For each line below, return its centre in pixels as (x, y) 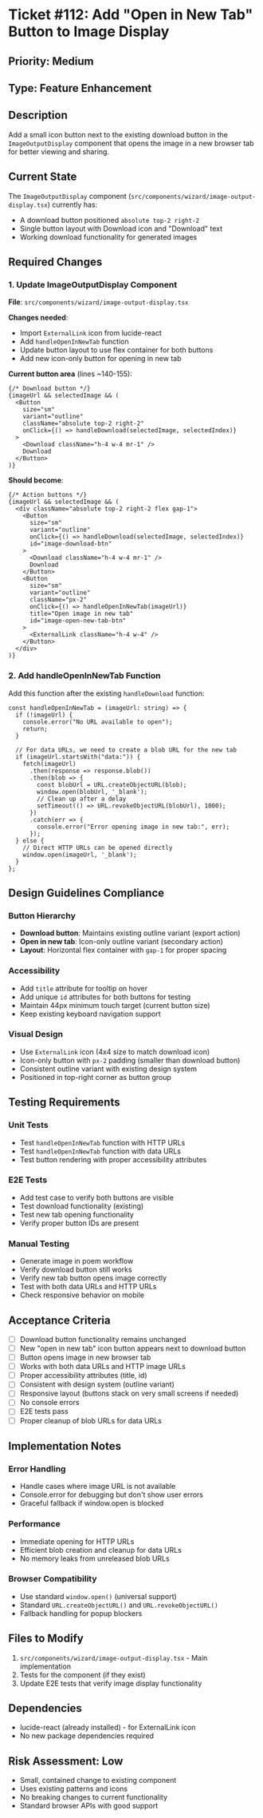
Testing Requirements (64, 1103)
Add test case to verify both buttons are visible (96, 1197)
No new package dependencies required (86, 1736)
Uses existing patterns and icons (74, 1789)
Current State (43, 177)
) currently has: (73, 204)
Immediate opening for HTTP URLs (77, 1541)
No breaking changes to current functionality (94, 1797)
